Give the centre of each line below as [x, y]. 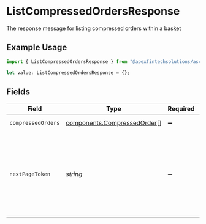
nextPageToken [30, 174]
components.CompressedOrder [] [113, 123]
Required [181, 109]
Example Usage [37, 47]
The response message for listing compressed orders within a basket [94, 28]
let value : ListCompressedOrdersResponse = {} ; [68, 73]
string [74, 174]
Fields [18, 91]
